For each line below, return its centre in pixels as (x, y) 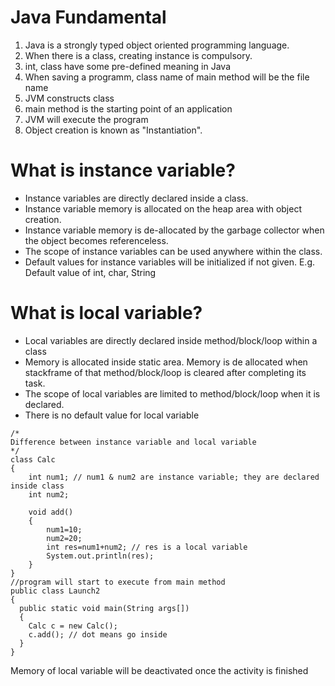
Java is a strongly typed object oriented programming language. (157, 45)
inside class (37, 486)
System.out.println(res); (100, 556)
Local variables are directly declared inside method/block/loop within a (171, 340)
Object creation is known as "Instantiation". (113, 130)
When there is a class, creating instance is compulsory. (138, 55)
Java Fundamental (88, 17)
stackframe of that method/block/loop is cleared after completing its (165, 372)
